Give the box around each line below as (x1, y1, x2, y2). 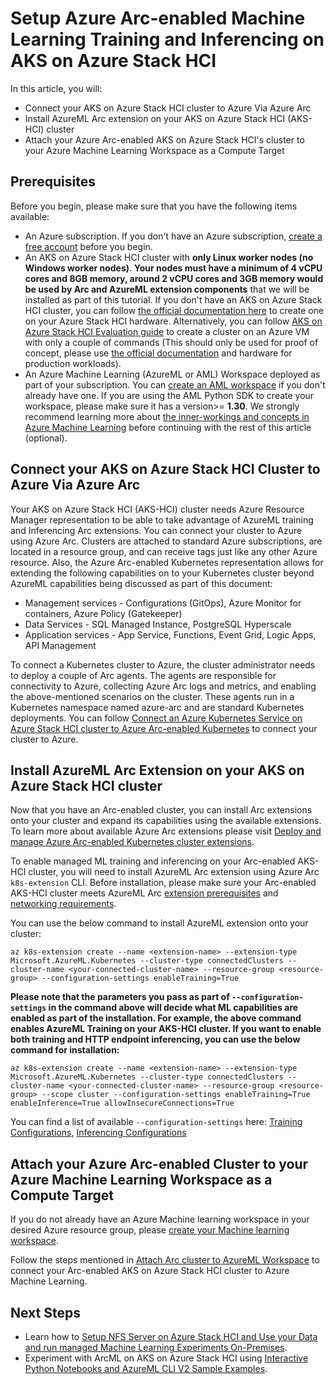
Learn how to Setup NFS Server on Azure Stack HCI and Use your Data (24, 1331, 318, 1342)
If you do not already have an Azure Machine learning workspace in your (10, 1213, 310, 1226)
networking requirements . (10, 898, 117, 910)
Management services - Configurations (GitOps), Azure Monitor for (24, 597, 302, 609)
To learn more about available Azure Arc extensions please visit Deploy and (10, 825, 322, 837)
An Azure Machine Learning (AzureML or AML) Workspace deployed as (24, 368, 321, 380)
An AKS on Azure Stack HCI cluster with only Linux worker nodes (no (24, 251, 314, 263)
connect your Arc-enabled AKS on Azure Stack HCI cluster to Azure (10, 1265, 290, 1277)
